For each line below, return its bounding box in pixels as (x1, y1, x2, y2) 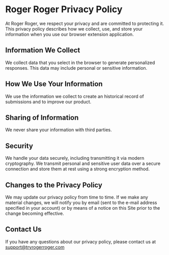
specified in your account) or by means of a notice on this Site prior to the (5, 205, 160, 211)
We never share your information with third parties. (5, 127, 112, 133)
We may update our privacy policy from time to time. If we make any (5, 194, 149, 200)
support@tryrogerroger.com (5, 244, 65, 250)
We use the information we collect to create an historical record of (5, 93, 144, 99)
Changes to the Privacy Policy (5, 181, 103, 189)
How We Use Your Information (5, 80, 103, 89)
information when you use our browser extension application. (5, 31, 134, 37)
